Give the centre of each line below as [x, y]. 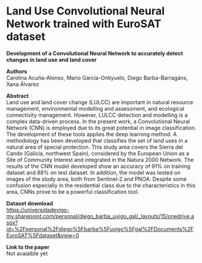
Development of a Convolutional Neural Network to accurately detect [95, 53]
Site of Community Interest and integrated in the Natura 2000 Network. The [100, 159]
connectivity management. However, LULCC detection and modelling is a [97, 115]
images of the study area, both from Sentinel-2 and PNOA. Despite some [96, 179]
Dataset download [30, 203]
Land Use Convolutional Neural [85, 11]
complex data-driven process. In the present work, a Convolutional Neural [98, 121]
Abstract [17, 96]
